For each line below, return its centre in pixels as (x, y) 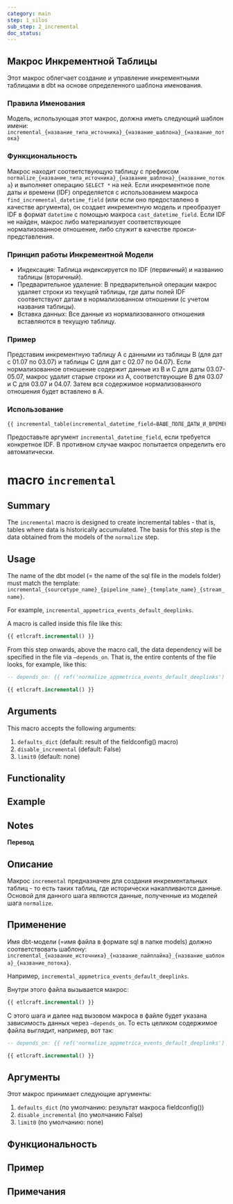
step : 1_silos (28, 20)
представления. (31, 236)
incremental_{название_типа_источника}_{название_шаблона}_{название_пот (116, 133)
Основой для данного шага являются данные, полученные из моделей (112, 896)
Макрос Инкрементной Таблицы (82, 61)
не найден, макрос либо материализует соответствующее (94, 222)
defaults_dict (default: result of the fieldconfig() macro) (98, 741)
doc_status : (24, 33)
